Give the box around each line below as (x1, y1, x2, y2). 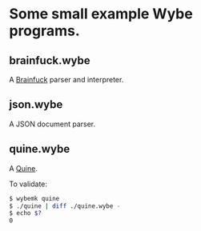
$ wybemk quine (9, 194, 60, 202)
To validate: (9, 179, 47, 189)
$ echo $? (9, 209, 42, 217)
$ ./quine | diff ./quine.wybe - (9, 201, 121, 210)
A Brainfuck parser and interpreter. (9, 75, 124, 84)
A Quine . (9, 163, 38, 173)
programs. (9, 22, 81, 40)
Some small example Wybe (9, 5, 193, 23)
